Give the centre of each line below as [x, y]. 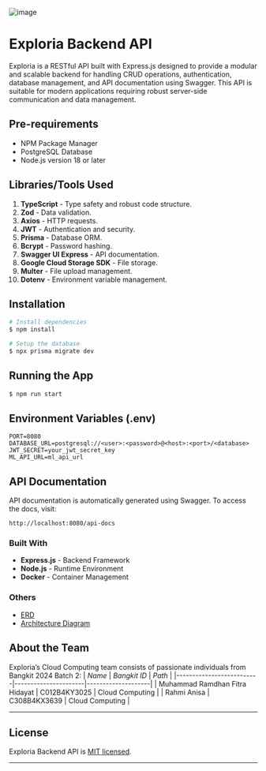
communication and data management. [73, 99]
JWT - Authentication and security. [78, 229]
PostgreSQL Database [56, 152]
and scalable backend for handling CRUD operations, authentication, [120, 74]
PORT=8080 [25, 437]
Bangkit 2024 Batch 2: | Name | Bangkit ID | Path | [91, 676]
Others [22, 597]
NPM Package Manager [59, 143]
